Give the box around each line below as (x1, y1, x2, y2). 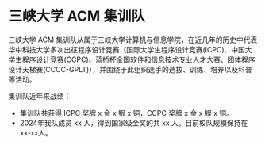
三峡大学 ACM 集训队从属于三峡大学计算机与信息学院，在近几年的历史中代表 (8, 35, 258, 44)
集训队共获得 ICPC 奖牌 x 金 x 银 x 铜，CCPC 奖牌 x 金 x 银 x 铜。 (19, 108, 234, 117)
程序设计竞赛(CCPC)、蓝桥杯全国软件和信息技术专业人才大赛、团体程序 (21, 55, 255, 64)
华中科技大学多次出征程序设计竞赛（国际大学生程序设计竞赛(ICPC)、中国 (8, 44, 246, 54)
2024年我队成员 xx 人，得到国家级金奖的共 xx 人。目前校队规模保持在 (19, 118, 248, 128)
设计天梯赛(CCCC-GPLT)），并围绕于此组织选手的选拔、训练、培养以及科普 (8, 64, 252, 74)
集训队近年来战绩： (8, 91, 71, 101)
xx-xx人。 (19, 128, 53, 137)
